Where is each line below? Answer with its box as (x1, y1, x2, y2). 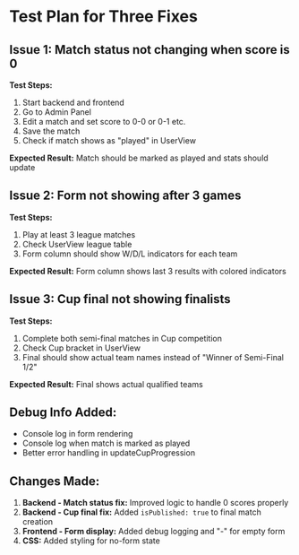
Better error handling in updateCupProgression (21, 447, 195, 458)
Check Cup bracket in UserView (21, 343, 141, 353)
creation (21, 516, 54, 527)
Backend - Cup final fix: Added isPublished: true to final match (21, 507, 261, 517)
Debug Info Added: (9, 405, 117, 421)
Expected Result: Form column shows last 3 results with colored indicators (9, 265, 286, 276)
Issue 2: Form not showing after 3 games (9, 188, 242, 204)
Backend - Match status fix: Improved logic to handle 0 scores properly (21, 498, 289, 508)
